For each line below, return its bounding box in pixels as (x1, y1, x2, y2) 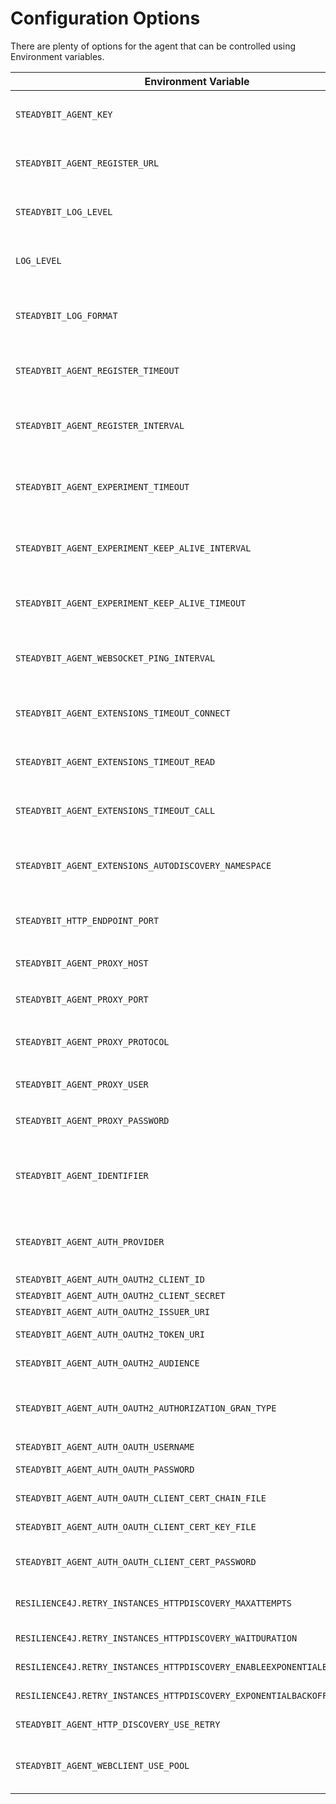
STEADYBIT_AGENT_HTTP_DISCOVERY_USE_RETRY (15, 1718, 221, 1730)
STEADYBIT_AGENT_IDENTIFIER (15, 1170, 149, 1181)
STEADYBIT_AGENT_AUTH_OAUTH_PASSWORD (15, 1463, 195, 1475)
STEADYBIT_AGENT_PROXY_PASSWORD (15, 1115, 170, 1126)
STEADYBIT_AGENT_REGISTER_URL (15, 157, 160, 169)
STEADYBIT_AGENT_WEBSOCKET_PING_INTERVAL (15, 652, 216, 664)
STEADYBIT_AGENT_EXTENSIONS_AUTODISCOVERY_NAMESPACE (15, 860, 272, 871)
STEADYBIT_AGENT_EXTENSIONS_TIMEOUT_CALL (15, 805, 216, 816)
